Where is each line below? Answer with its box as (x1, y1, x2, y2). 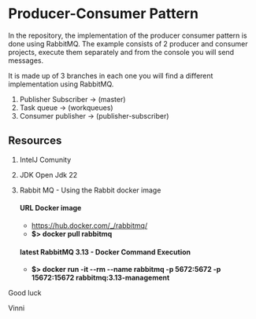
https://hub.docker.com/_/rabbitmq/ (31, 221, 148, 230)
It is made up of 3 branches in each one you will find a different (8, 71, 213, 80)
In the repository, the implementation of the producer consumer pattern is (8, 31, 247, 40)
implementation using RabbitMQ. (8, 79, 114, 89)
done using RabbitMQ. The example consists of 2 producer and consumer (8, 38, 248, 48)
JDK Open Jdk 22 (19, 170, 78, 179)
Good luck (8, 288, 42, 298)
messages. (8, 56, 44, 65)
